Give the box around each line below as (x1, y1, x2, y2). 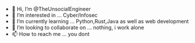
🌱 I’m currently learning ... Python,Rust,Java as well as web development (11, 18, 189, 24)
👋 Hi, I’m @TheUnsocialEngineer (11, 6, 91, 12)
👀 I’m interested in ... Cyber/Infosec (11, 12, 98, 19)
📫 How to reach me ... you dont (11, 31, 90, 37)
